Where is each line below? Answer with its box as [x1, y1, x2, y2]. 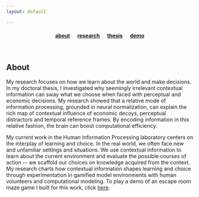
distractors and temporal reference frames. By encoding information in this [6, 116, 189, 123]
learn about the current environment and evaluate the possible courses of [6, 152, 187, 160]
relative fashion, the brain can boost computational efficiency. [6, 122, 157, 129]
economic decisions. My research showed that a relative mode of [6, 97, 166, 104]
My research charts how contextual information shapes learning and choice [6, 165, 191, 172]
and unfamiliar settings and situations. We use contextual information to [6, 146, 182, 153]
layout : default [6, 8, 46, 15]
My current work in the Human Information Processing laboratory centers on [6, 134, 194, 141]
